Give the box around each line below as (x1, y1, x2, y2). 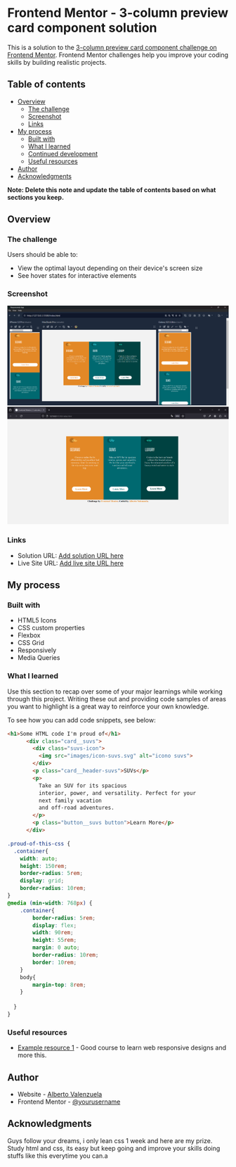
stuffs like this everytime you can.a (7, 1152, 108, 1160)
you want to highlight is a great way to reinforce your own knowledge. (7, 702, 209, 710)
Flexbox (17, 631, 41, 639)
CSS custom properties (17, 624, 86, 632)
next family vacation (38, 797, 102, 804)
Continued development (27, 149, 98, 158)
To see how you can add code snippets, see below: (7, 715, 156, 724)
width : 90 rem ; (32, 929, 74, 936)
